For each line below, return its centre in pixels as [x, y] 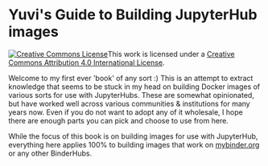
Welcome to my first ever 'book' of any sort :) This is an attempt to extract [131, 78]
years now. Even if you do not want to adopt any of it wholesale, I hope [126, 112]
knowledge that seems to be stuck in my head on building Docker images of [134, 87]
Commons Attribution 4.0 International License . [87, 63]
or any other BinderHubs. [50, 153]
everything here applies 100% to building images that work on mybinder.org [134, 144]
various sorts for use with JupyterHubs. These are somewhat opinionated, [132, 95]
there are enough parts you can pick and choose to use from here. [119, 120]
